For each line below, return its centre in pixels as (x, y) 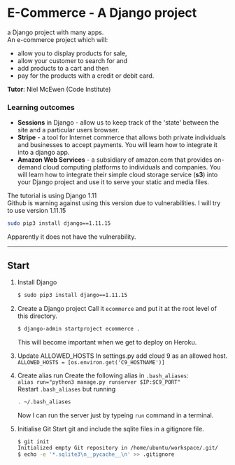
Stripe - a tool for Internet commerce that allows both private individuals (121, 137)
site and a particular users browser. (68, 130)
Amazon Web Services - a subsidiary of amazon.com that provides (115, 160)
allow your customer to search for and (72, 60)
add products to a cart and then (63, 68)
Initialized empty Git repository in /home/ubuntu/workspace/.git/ (117, 448)
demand (29, 167)
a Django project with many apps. (56, 32)
